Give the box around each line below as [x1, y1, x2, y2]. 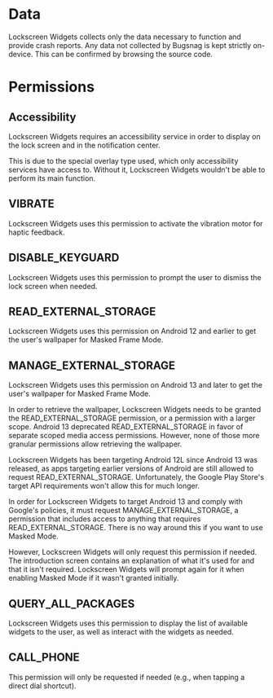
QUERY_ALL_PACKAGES [8, 596, 135, 611]
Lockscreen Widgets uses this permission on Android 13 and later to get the [8, 380, 263, 390]
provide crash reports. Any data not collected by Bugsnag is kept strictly [8, 40, 252, 50]
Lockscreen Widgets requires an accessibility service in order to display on [8, 131, 261, 141]
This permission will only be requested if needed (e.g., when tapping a [8, 672, 245, 682]
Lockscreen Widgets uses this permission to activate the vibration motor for [8, 218, 263, 228]
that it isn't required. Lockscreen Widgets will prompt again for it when [8, 564, 244, 574]
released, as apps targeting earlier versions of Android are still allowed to [8, 463, 254, 473]
